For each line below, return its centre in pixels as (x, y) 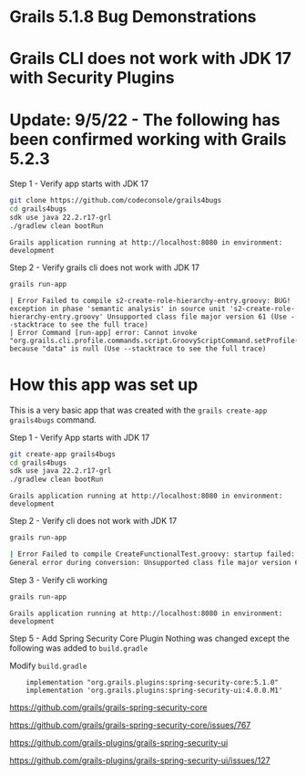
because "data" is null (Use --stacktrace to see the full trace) (138, 349)
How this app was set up (104, 384)
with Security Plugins (92, 78)
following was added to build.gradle (79, 648)
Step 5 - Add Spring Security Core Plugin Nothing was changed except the (149, 638)
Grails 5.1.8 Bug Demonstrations (133, 17)
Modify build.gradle (48, 665)
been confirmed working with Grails (148, 139)
